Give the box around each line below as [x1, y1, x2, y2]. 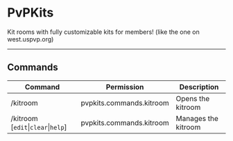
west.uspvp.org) [7, 35, 54, 43]
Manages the [175, 113, 218, 123]
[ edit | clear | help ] [10, 122, 67, 132]
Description [179, 82, 219, 91]
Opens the [175, 93, 210, 103]
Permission [105, 82, 144, 91]
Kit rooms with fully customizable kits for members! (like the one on [7, 28, 200, 36]
